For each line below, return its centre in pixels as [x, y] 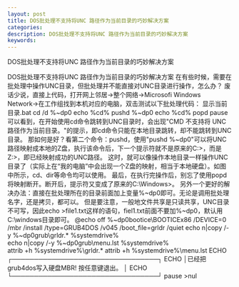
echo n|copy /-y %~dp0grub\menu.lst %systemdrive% [88, 243]
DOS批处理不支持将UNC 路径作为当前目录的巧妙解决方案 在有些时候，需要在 [119, 77]
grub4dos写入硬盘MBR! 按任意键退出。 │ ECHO [77, 268]
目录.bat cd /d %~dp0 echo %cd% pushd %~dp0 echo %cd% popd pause [118, 113]
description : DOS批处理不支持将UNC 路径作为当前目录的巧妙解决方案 [98, 34]
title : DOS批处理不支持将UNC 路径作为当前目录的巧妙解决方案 [88, 21]
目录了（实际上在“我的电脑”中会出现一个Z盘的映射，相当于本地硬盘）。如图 [117, 166]
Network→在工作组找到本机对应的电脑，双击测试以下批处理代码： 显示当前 [117, 104]
